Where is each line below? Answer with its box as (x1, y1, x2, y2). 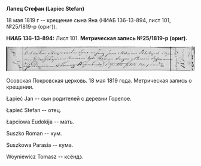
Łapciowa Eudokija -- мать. (6, 118, 75, 125)
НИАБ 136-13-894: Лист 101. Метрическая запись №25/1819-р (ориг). (6, 35, 188, 41)
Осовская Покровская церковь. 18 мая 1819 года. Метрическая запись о (6, 77, 193, 84)
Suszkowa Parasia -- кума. (6, 141, 74, 149)
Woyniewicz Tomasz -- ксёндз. (6, 153, 84, 160)
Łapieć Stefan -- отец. (6, 106, 62, 113)
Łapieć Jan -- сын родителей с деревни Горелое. (6, 95, 132, 102)
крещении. (6, 83, 34, 90)
